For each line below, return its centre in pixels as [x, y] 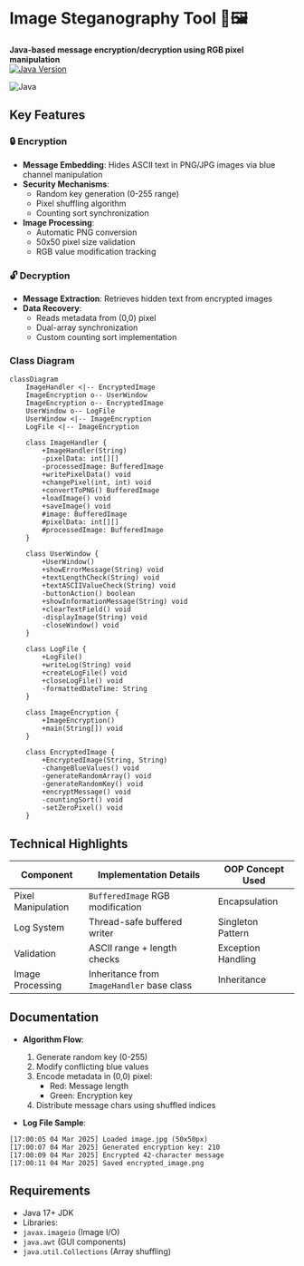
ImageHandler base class [141, 986]
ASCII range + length [133, 948]
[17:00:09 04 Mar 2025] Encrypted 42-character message [117, 1155]
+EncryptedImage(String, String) [105, 760]
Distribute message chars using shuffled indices [126, 1105]
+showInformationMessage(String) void [115, 602]
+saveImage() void [76, 506]
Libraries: [40, 1222]
